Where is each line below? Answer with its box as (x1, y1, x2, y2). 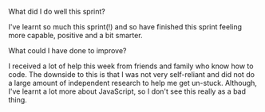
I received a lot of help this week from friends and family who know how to (8, 61, 254, 71)
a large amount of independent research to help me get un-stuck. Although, (8, 79, 258, 87)
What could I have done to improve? (8, 46, 127, 55)
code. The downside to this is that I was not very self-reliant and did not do (8, 70, 255, 79)
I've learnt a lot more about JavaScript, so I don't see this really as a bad (8, 87, 246, 96)
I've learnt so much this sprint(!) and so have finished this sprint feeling (8, 22, 242, 31)
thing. (8, 95, 28, 104)
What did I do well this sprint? (8, 7, 105, 16)
